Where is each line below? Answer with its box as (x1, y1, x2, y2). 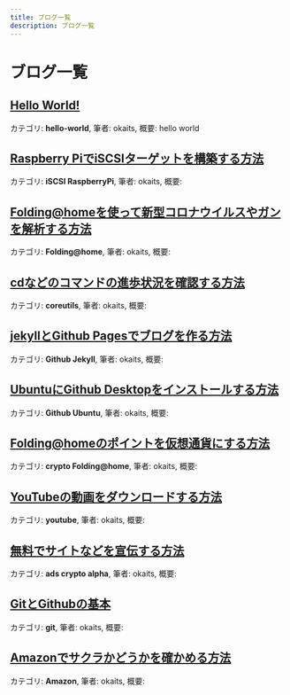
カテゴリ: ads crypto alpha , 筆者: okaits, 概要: (10, 568, 178, 579)
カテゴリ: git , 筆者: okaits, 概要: (10, 621, 124, 632)
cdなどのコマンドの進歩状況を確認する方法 (10, 275, 246, 290)
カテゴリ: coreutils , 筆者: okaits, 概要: (10, 300, 147, 310)
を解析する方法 (10, 221, 92, 236)
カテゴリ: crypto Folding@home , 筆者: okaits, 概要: (10, 461, 198, 472)
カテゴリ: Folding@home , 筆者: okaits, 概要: (10, 246, 172, 257)
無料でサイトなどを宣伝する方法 (10, 543, 185, 558)
